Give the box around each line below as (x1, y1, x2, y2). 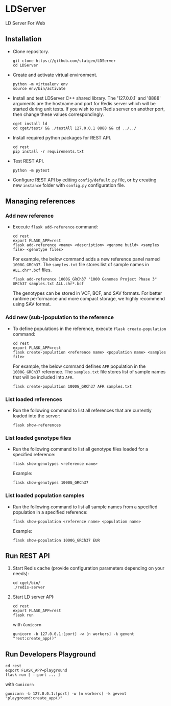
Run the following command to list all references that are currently (12, 407, 152, 414)
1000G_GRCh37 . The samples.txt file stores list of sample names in (12, 262, 149, 268)
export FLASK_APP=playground (5, 668, 67, 673)
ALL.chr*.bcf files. (12, 267, 52, 273)
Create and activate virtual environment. (12, 72, 97, 78)
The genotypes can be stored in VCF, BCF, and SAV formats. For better (12, 290, 162, 296)
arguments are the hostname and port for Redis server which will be (12, 100, 156, 106)
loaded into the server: (12, 413, 61, 419)
